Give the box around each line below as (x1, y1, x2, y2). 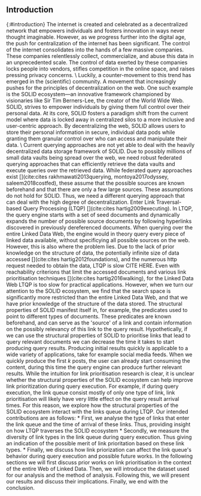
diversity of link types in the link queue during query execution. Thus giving (6, 433, 193, 440)
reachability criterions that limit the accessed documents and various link (6, 268, 187, 275)
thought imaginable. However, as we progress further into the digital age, (6, 33, 187, 41)
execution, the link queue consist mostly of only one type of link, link (6, 388, 175, 396)
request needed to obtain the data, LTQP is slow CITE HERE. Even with (6, 262, 180, 269)
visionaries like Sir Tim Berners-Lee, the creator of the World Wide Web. (6, 97, 184, 104)
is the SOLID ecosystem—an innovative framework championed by (6, 90, 171, 97)
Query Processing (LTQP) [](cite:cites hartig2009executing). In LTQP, (23, 204, 193, 212)
